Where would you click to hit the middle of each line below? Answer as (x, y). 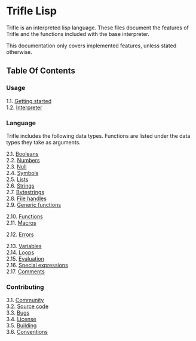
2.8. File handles (26, 198)
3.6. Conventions (27, 332)
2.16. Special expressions (37, 265)
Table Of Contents (41, 71)
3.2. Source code (27, 306)
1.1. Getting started (29, 101)
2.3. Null (16, 167)
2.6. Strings (20, 185)
